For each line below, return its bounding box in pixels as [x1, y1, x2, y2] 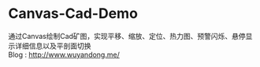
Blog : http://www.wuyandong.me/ [8, 50, 120, 59]
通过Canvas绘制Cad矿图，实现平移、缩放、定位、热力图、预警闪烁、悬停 [8, 31, 246, 41]
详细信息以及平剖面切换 [14, 41, 91, 51]
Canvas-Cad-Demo [8, 5, 138, 23]
